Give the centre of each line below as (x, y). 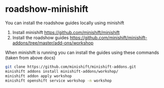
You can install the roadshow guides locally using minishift (65, 23)
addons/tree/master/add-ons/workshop (53, 43)
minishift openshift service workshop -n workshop (58, 81)
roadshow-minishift (47, 9)
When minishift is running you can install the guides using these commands (82, 52)
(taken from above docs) (30, 57)
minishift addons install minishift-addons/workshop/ (62, 71)
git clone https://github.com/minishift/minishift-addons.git (71, 67)
